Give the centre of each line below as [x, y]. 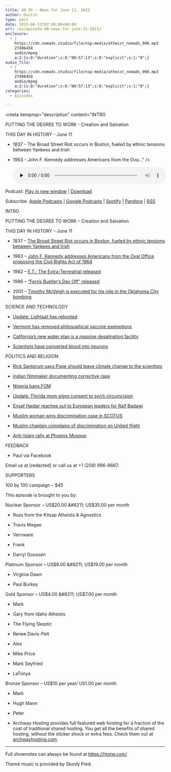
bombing [22, 297]
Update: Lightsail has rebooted [45, 317]
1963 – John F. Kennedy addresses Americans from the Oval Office [83, 256]
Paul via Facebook [32, 455]
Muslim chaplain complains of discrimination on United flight [76, 426]
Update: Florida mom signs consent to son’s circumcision [73, 396]
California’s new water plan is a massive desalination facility [76, 337]
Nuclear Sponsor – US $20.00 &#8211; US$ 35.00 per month [68, 505]
